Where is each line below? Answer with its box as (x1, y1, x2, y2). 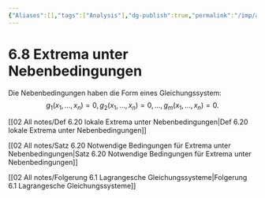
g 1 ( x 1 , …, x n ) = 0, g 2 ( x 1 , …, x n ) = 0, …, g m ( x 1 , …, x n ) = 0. (46, 100, 219, 112)
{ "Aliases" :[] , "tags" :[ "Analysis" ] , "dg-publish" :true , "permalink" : (8, 11, 235, 20)
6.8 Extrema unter (8, 45, 129, 63)
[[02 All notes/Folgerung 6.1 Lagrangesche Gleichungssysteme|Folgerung (8, 173, 248, 182)
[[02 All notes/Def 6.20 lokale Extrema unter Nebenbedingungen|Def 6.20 (8, 117, 248, 126)
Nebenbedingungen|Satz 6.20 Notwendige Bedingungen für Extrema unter (8, 149, 252, 159)
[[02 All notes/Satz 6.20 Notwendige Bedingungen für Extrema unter (8, 141, 231, 150)
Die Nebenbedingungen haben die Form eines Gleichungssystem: (8, 88, 222, 97)
